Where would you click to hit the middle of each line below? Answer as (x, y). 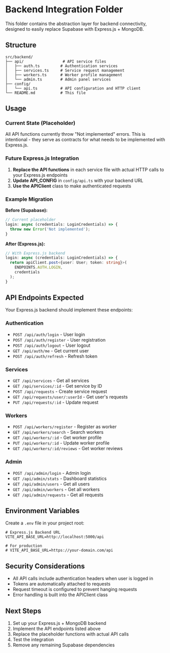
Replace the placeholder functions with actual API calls (71, 634)
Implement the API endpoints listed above (57, 629)
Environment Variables (42, 511)
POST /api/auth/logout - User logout (51, 345)
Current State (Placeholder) (40, 123)
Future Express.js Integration (42, 158)
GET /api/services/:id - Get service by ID (57, 386)
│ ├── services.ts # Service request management (65, 70)
